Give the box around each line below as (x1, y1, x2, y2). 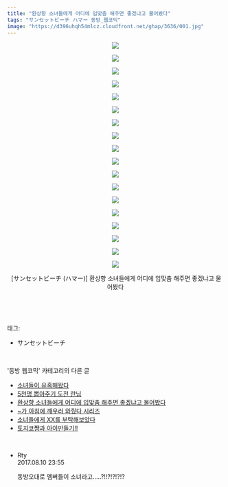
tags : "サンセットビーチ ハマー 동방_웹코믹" (7, 16, 122, 23)
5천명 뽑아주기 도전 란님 (16, 389, 82, 398)
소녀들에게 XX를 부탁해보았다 (16, 416, 96, 424)
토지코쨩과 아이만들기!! (16, 424, 78, 433)
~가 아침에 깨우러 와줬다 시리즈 (16, 407, 101, 416)
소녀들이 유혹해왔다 (16, 381, 69, 389)
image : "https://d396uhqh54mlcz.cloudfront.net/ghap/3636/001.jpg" (7, 23, 205, 30)
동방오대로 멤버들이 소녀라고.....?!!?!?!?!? (16, 473, 125, 481)
